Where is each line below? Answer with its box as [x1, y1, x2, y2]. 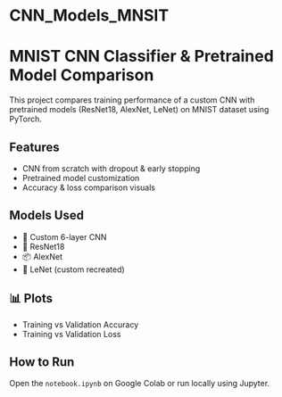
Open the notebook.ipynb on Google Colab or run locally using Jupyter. [9, 378, 270, 389]
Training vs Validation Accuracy [21, 318, 139, 330]
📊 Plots [9, 291, 54, 306]
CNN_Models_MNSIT [9, 5, 170, 26]
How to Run [9, 354, 75, 369]
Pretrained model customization [21, 172, 140, 183]
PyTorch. [9, 113, 43, 125]
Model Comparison [9, 65, 154, 86]
